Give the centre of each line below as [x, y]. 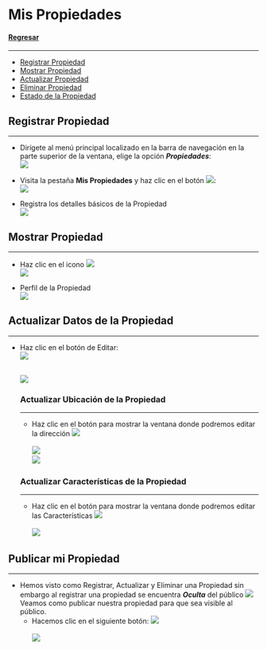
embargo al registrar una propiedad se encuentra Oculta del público [132, 595]
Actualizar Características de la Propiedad [103, 481]
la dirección [50, 434]
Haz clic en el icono [52, 265]
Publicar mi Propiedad [64, 559]
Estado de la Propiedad [58, 96]
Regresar [24, 37]
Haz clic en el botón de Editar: [69, 347]
